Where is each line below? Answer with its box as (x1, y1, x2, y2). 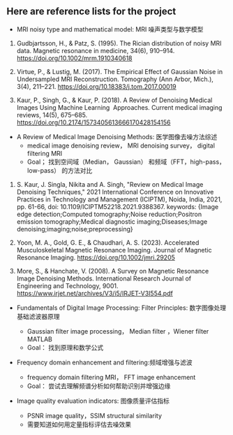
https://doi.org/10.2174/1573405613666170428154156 (16, 118, 171, 127)
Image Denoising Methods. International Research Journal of (16, 274, 192, 283)
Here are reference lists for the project (6, 6, 176, 17)
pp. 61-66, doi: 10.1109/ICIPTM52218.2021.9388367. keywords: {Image (16, 202, 219, 211)
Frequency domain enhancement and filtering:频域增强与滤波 (16, 358, 193, 366)
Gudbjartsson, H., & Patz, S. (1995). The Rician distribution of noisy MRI (16, 38, 222, 48)
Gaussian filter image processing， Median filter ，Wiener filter (27, 327, 209, 335)
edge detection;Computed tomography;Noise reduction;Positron (16, 210, 202, 218)
